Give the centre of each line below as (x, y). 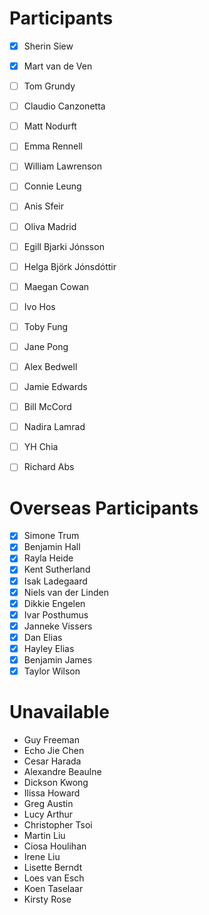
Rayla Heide (48, 558)
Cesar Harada (52, 761)
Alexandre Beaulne (62, 771)
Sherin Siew (48, 46)
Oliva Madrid (50, 226)
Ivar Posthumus (56, 614)
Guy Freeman (51, 740)
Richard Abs (49, 467)
